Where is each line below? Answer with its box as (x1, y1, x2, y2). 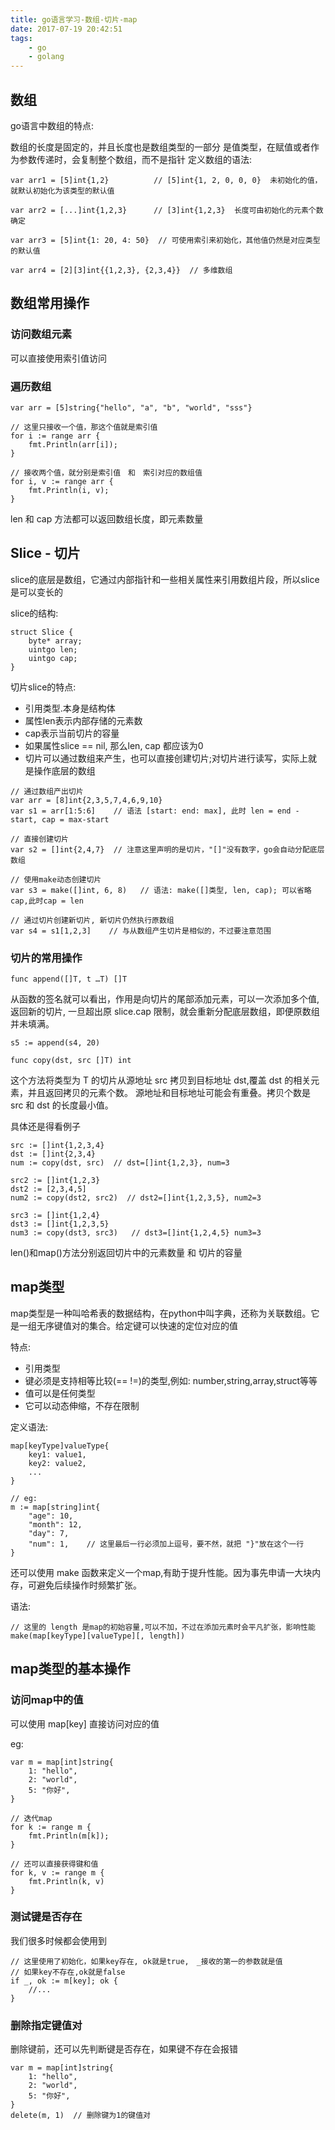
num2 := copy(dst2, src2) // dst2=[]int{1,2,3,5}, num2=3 (10, 1193, 262, 1203)
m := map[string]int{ (10, 1502, 101, 1512)
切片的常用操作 (10, 951, 83, 965)
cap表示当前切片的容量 (24, 727, 120, 739)
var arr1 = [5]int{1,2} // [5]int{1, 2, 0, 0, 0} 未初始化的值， (10, 175, 323, 185)
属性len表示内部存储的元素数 (24, 714, 143, 726)
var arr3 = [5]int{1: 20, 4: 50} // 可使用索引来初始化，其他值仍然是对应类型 (10, 235, 321, 245)
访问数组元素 (10, 327, 73, 341)
